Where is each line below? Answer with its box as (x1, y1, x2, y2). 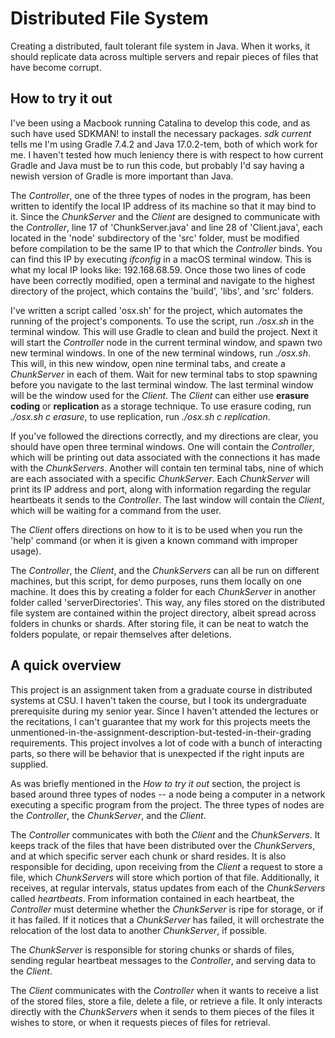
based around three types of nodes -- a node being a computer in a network (10, 788, 326, 800)
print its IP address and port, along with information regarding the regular (10, 483, 312, 495)
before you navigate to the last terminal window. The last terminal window (10, 378, 314, 391)
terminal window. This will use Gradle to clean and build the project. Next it (10, 325, 318, 337)
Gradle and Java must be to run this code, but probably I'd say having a (10, 159, 305, 171)
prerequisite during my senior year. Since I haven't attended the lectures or (10, 705, 320, 717)
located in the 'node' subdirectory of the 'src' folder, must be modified (10, 232, 300, 244)
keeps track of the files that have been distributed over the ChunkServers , (10, 839, 316, 851)
